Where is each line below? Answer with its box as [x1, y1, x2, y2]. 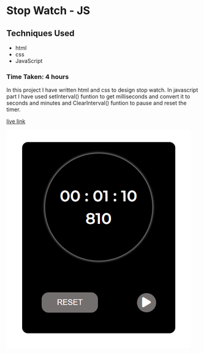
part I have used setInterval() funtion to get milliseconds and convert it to [6, 93, 191, 100]
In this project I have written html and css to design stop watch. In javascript [6, 86, 198, 94]
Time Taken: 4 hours [6, 72, 69, 81]
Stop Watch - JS [6, 4, 91, 18]
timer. [6, 106, 21, 113]
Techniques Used [6, 28, 75, 39]
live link [6, 117, 26, 125]
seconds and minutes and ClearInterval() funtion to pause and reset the [6, 99, 187, 107]
